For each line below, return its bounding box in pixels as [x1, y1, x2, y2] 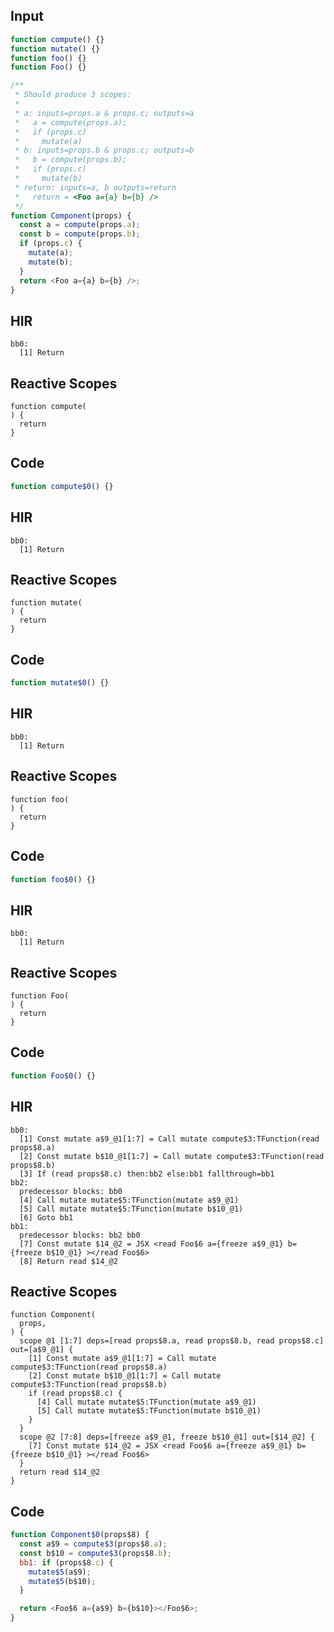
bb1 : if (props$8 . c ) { [19, 1557, 114, 1568]
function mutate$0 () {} [10, 678, 110, 688]
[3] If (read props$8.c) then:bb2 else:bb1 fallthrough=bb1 [19, 1169, 275, 1179]
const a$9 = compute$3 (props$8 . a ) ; [19, 1539, 168, 1549]
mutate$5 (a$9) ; [28, 1567, 92, 1577]
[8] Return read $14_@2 [19, 1256, 118, 1266]
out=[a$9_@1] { [10, 1345, 74, 1355]
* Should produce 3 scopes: [14, 90, 132, 100]
